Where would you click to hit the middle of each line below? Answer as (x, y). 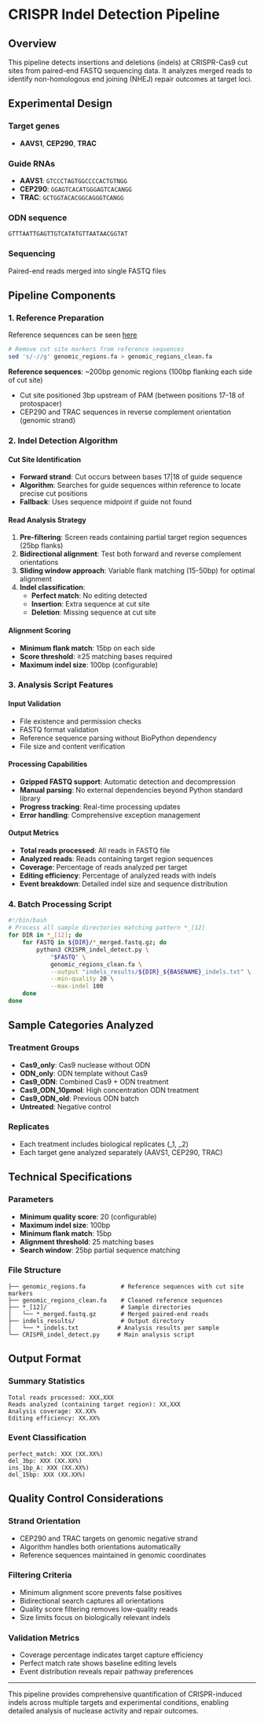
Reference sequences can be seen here (73, 335)
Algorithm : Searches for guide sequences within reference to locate (130, 486)
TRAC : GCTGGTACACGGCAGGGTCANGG (71, 197)
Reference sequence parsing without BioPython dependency (118, 738)
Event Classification (48, 1438)
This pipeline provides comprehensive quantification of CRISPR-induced (125, 1694)
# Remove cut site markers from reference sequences (96, 350)
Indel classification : (52, 588)
